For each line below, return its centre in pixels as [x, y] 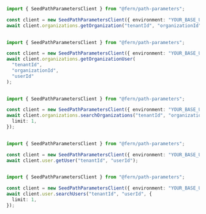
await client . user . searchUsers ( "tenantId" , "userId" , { [79, 194]
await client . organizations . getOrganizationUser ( [71, 59]
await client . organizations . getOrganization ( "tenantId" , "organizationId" [104, 25]
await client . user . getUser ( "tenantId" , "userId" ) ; [72, 160]
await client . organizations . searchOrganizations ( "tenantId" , [86, 116]
